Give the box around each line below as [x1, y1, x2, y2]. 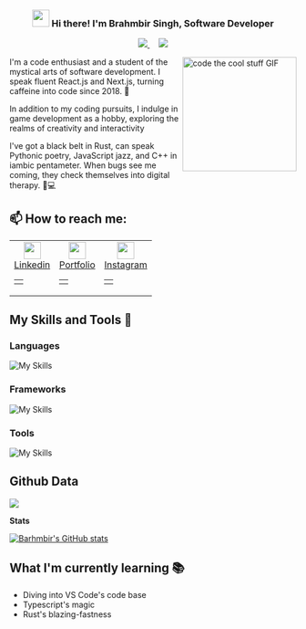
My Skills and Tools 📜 [9, 312, 132, 328]
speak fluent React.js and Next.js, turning [9, 76, 165, 87]
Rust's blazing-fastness [22, 608, 112, 620]
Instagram [104, 258, 148, 271]
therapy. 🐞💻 [9, 180, 56, 191]
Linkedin [14, 258, 51, 271]
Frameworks [9, 383, 66, 396]
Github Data [9, 474, 79, 489]
